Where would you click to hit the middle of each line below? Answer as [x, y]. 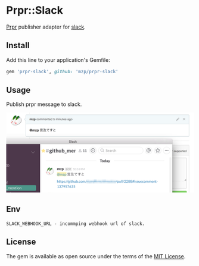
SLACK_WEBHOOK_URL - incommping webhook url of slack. [76, 224]
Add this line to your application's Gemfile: [58, 60]
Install [18, 46]
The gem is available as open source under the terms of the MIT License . [96, 256]
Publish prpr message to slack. [44, 104]
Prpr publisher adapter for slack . [46, 27]
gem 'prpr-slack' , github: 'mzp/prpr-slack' [62, 71]
